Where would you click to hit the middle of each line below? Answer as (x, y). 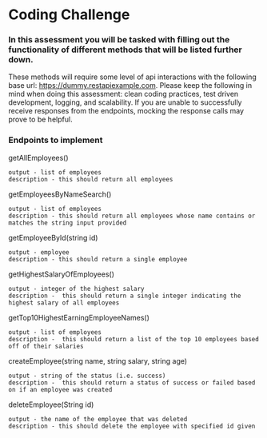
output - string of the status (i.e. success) (87, 376)
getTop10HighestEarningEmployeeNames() (79, 317)
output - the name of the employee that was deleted (98, 419)
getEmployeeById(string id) (53, 237)
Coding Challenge (69, 15)
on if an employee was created (60, 389)
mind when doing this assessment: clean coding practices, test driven (124, 94)
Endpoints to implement (56, 140)
